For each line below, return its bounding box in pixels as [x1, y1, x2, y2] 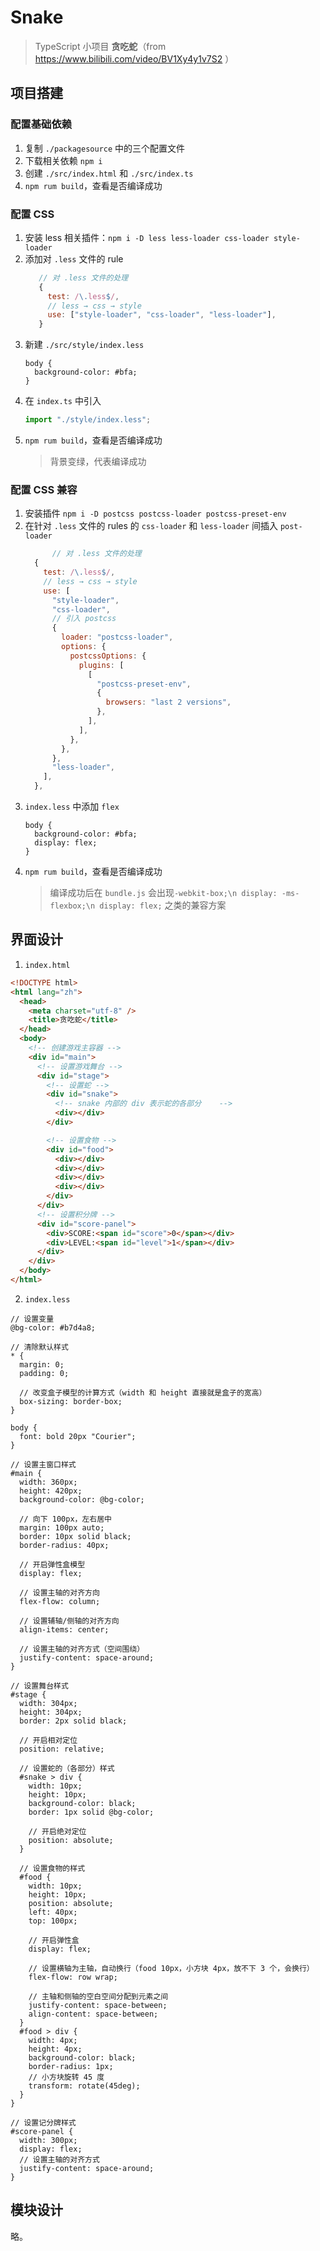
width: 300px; [19, 2135, 78, 2145]
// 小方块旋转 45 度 [28, 2072, 105, 2082]
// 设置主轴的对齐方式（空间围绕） [19, 1644, 145, 1654]
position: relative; [19, 1744, 105, 1754]
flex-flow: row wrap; [28, 1972, 118, 1982]
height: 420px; [19, 1486, 83, 1496]
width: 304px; [19, 1698, 78, 1708]
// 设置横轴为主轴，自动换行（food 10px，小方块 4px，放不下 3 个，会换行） [28, 1963, 315, 1973]
